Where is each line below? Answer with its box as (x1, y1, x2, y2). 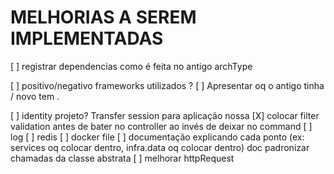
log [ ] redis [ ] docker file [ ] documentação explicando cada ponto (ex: (10, 131, 305, 143)
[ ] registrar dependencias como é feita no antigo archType (10, 60, 253, 72)
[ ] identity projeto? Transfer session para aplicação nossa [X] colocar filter (10, 109, 320, 121)
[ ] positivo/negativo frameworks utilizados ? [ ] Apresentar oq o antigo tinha (10, 79, 325, 91)
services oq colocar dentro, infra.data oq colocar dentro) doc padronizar (10, 141, 310, 153)
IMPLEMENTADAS (10, 27, 164, 50)
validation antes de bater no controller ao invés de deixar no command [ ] (10, 120, 313, 132)
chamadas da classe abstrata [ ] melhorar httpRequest (10, 152, 235, 164)
